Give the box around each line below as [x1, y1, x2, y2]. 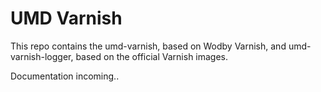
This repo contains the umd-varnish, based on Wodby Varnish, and [10, 40, 287, 52]
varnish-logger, [10, 50, 74, 62]
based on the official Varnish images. [75, 50, 229, 62]
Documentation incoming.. [10, 70, 120, 82]
